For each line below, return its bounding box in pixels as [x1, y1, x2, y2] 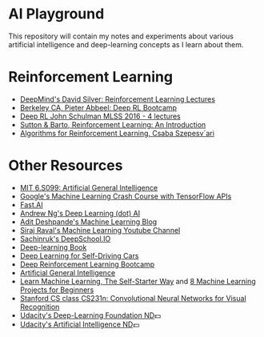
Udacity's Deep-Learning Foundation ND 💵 [19, 310, 162, 320]
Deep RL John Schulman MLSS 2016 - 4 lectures [19, 111, 182, 121]
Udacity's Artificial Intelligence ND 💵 [19, 319, 140, 329]
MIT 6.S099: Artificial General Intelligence [19, 183, 158, 192]
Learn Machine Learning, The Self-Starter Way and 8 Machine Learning [19, 276, 256, 286]
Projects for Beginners [19, 285, 94, 295]
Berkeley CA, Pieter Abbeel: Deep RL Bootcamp [19, 102, 178, 112]
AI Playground [8, 5, 105, 23]
